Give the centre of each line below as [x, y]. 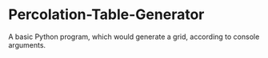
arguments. [27, 44]
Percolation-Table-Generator [106, 15]
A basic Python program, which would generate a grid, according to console [134, 37]
